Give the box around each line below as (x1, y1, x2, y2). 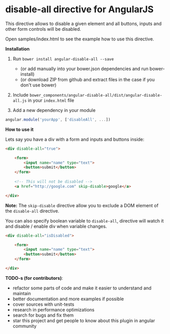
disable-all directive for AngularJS (5, 4, 154, 15)
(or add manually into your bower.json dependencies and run (20, 65, 149, 72)
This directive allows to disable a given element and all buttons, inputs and (5, 20, 162, 27)
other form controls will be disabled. (5, 26, 82, 32)
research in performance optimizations (12, 306, 94, 313)
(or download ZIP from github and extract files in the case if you (20, 76, 155, 82)
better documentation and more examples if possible (12, 296, 124, 302)
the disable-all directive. (5, 208, 60, 214)
